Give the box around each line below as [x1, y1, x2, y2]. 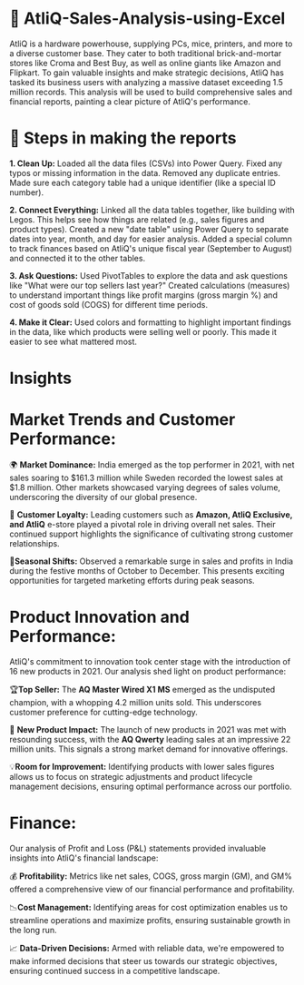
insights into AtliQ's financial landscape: [9, 852, 159, 863]
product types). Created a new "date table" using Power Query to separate [9, 223, 289, 234]
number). [9, 186, 44, 198]
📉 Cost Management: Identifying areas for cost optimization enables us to [9, 901, 289, 912]
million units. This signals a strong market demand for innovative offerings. [9, 744, 289, 754]
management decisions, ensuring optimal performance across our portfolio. [9, 781, 292, 792]
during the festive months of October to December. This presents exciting [9, 566, 285, 576]
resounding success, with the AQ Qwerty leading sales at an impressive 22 [9, 734, 291, 744]
